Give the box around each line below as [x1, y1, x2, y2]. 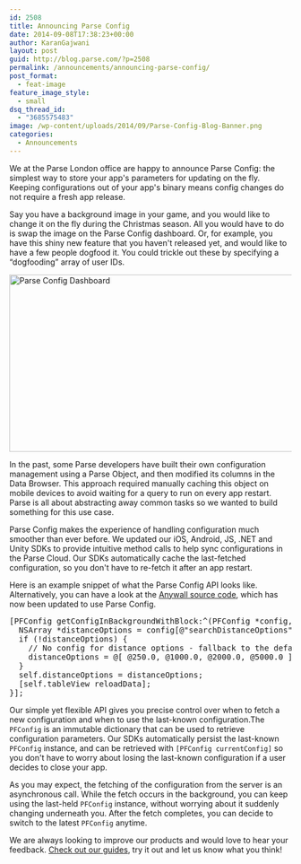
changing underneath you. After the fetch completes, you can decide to [9, 807, 273, 818]
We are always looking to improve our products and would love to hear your [9, 834, 288, 845]
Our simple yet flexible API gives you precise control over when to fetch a [9, 704, 280, 715]
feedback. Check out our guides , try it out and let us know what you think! [9, 844, 282, 855]
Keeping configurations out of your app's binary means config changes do [9, 181, 285, 193]
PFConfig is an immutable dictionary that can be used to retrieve [9, 723, 245, 734]
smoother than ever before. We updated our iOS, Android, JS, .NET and [9, 533, 273, 544]
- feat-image [17, 80, 66, 89]
